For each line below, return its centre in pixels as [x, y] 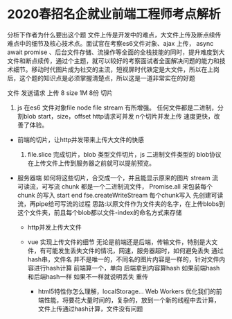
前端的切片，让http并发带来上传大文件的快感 [80, 139]
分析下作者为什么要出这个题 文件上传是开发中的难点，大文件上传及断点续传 [114, 35]
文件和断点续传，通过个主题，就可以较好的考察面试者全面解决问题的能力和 [113, 60]
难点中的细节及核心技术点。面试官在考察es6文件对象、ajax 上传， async [110, 43]
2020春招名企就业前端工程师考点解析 [114, 14]
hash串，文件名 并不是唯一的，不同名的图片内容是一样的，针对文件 [123, 259]
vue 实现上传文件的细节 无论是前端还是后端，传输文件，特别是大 [119, 242]
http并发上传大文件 [54, 227]
